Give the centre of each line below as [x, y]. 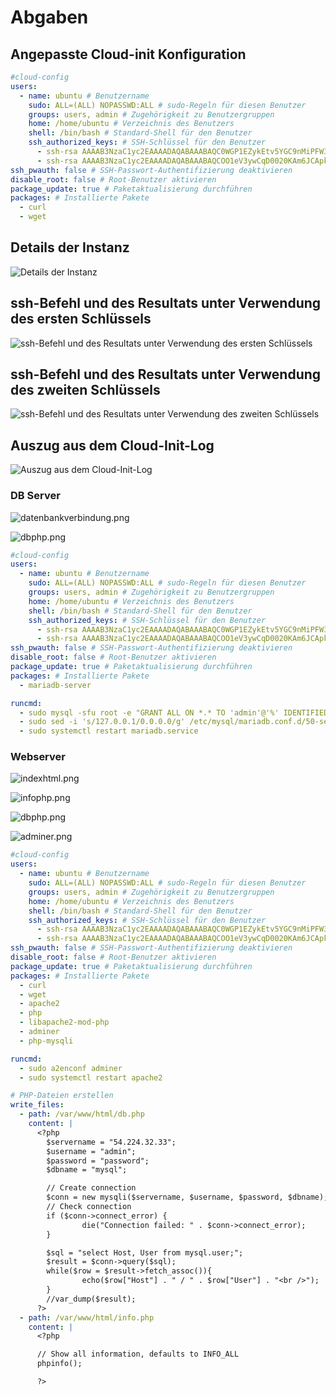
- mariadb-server [55, 685]
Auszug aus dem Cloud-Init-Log [112, 445]
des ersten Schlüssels [81, 319]
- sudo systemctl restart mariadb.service [109, 731]
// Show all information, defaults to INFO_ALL [138, 1354]
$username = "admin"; [91, 1151]
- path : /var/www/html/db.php [82, 1114]
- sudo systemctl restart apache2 [91, 1077]
